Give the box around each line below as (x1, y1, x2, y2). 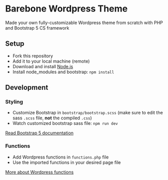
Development (5, 83, 49, 92)
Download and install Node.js (12, 63, 73, 69)
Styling (5, 98, 24, 105)
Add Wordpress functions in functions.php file (12, 154, 109, 160)
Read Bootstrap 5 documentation (5, 130, 74, 136)
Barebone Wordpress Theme (5, 3, 128, 15)
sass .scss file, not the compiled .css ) (12, 115, 92, 121)
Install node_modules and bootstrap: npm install (12, 69, 114, 75)
